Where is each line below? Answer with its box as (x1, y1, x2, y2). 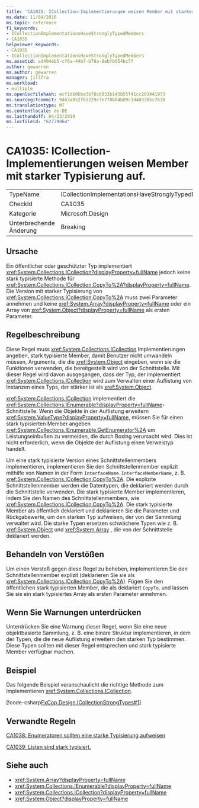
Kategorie (9, 210, 37, 218)
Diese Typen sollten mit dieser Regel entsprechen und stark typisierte (6, 642, 176, 649)
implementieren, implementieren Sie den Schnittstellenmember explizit (6, 463, 178, 470)
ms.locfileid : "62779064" (6, 119, 70, 125)
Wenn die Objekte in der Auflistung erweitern (38, 407, 149, 415)
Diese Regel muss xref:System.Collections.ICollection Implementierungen (6, 345, 185, 352)
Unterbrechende (9, 219, 55, 227)
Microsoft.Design (60, 210, 108, 218)
